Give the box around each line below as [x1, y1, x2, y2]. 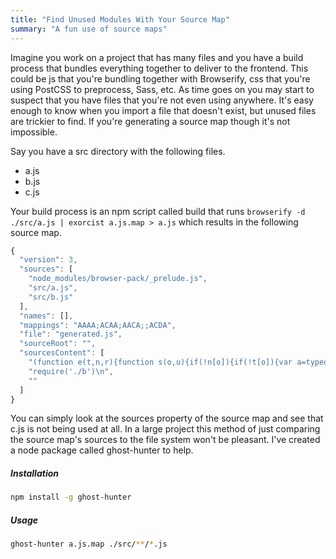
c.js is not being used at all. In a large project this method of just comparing [10, 423, 321, 435]
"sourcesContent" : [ [19, 348, 105, 358]
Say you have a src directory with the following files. [10, 145, 226, 157]
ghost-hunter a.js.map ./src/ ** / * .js [10, 539, 168, 550]
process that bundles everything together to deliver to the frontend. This [10, 62, 309, 74]
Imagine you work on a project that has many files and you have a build [10, 51, 304, 63]
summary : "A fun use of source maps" [10, 24, 168, 34]
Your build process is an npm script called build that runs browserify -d [10, 205, 306, 217]
